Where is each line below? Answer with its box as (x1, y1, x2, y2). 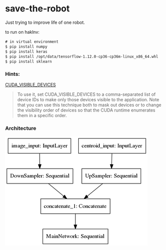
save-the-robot (5, 3, 70, 14)
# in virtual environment (5, 39, 58, 44)
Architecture (5, 125, 37, 132)
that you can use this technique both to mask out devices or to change (17, 102, 162, 108)
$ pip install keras (5, 49, 48, 54)
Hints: (5, 70, 20, 77)
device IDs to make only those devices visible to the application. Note (17, 97, 160, 103)
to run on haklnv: (5, 29, 40, 35)
